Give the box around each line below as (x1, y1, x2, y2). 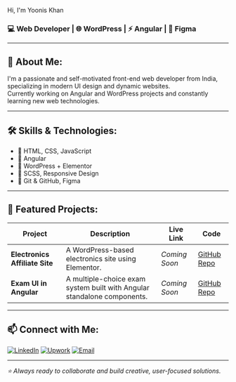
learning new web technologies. (7, 97, 100, 105)
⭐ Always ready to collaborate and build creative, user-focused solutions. (7, 367, 221, 375)
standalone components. (65, 291, 148, 301)
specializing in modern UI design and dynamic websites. (7, 82, 171, 91)
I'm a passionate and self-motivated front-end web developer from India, (7, 74, 218, 83)
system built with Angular (65, 282, 150, 292)
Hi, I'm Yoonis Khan (7, 6, 64, 14)
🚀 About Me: (7, 55, 63, 67)
